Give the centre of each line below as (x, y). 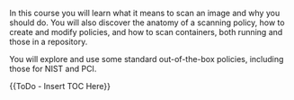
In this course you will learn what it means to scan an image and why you (145, 13)
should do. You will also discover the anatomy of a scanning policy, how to (147, 23)
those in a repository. (49, 41)
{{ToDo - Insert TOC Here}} (60, 86)
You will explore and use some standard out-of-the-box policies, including (147, 59)
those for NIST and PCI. (53, 68)
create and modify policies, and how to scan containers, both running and (146, 32)
